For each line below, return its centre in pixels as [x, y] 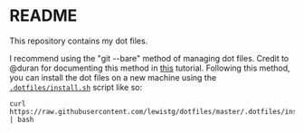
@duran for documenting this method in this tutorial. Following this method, [150, 68]
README [43, 16]
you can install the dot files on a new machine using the [113, 77]
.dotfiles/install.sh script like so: [76, 87]
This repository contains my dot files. [79, 41]
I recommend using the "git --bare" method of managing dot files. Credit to [149, 58]
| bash [22, 119]
